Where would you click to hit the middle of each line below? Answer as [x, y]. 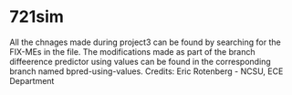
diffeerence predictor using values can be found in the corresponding [140, 61]
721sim [36, 17]
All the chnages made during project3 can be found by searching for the [145, 42]
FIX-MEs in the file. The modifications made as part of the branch [132, 51]
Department [32, 80]
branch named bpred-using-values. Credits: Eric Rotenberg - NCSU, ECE [146, 71]
